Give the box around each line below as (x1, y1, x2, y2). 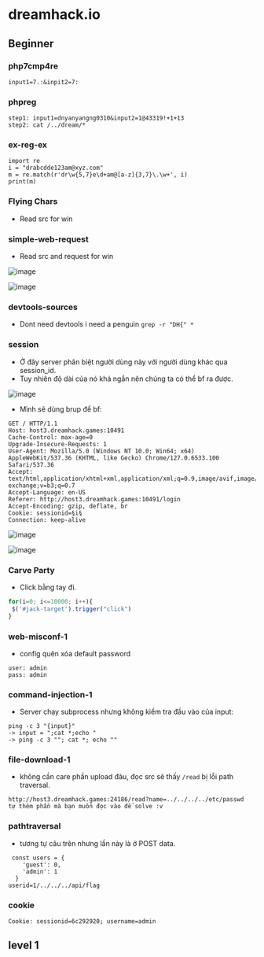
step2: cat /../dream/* (8, 121, 86, 129)
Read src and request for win (19, 252, 114, 261)
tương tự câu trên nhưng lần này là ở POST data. (19, 838, 176, 848)
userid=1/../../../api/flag (8, 881, 101, 889)
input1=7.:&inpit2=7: (8, 78, 79, 86)
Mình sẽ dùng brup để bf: (19, 404, 102, 414)
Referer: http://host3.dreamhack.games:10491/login (8, 495, 181, 503)
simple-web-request (8, 234, 89, 245)
